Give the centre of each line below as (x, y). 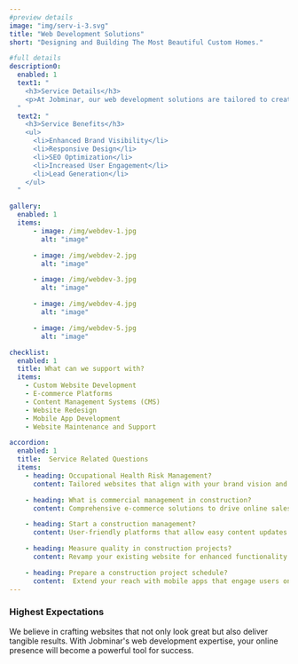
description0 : (35, 67)
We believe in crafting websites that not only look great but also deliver (139, 631)
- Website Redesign (61, 410)
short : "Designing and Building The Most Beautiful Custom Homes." (137, 42)
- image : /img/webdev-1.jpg (85, 231)
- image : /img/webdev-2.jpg (85, 255)
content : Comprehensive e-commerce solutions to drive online (150, 508)
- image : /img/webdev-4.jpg (85, 304)
